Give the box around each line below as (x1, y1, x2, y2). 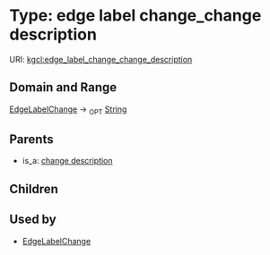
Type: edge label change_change (9, 5, 262, 26)
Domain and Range (9, 80, 118, 95)
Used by (9, 212, 57, 227)
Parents (9, 132, 54, 147)
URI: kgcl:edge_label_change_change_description (9, 54, 193, 64)
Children (9, 181, 58, 197)
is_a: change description (22, 156, 114, 166)
